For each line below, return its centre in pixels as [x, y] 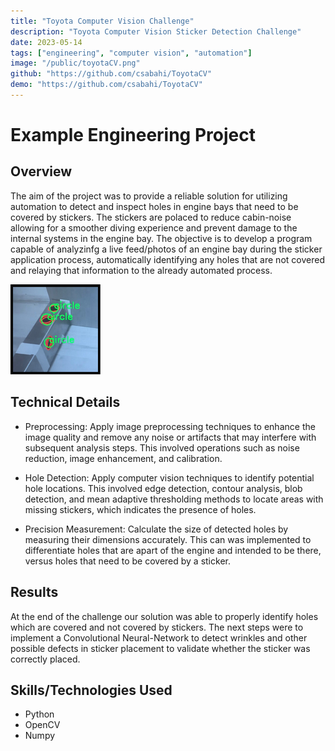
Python [39, 714]
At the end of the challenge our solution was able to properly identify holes [164, 616]
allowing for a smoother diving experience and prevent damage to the [154, 227]
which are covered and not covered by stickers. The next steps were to [157, 627]
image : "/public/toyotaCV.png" [75, 63]
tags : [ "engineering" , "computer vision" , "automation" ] [131, 53]
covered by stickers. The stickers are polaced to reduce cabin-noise [151, 217]
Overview [41, 171]
